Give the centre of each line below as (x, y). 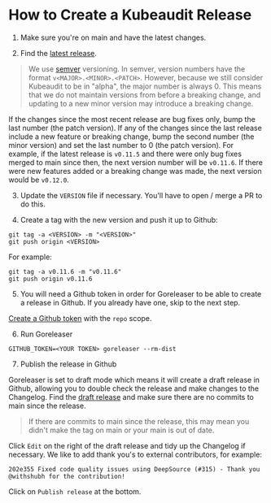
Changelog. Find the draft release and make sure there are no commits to (131, 397)
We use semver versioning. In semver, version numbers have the (137, 69)
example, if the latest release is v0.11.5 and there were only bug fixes (125, 154)
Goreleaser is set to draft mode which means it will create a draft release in (134, 379)
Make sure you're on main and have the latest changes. (113, 37)
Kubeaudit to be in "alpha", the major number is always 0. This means (145, 86)
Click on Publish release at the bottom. (75, 491)
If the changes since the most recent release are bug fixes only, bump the (132, 119)
